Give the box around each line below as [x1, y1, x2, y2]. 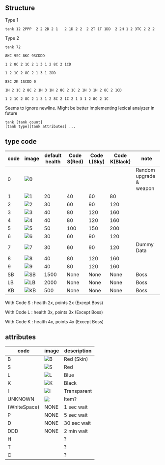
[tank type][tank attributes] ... [5, 124, 76, 129]
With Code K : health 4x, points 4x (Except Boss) [5, 318, 104, 324]
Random [136, 166, 155, 173]
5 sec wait [63, 412, 88, 419]
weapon [136, 185, 155, 191]
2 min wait [63, 428, 88, 434]
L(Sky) [88, 158, 105, 165]
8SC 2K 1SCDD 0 [5, 79, 36, 84]
